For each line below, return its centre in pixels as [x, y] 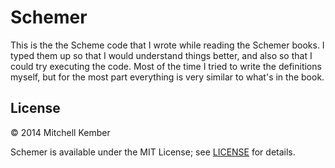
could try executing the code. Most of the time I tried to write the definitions [166, 66]
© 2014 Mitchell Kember [60, 132]
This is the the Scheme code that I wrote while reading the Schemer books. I [167, 45]
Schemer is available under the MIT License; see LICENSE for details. [153, 152]
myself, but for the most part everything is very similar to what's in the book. [167, 77]
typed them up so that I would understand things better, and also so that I [161, 55]
